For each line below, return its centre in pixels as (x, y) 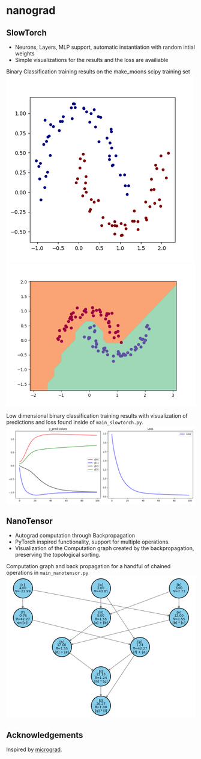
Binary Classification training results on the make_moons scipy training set (98, 72)
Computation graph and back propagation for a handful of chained (88, 566)
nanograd (31, 11)
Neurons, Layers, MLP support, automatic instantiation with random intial (105, 47)
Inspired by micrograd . (34, 749)
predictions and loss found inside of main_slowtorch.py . (75, 422)
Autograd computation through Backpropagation (75, 536)
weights (25, 54)
